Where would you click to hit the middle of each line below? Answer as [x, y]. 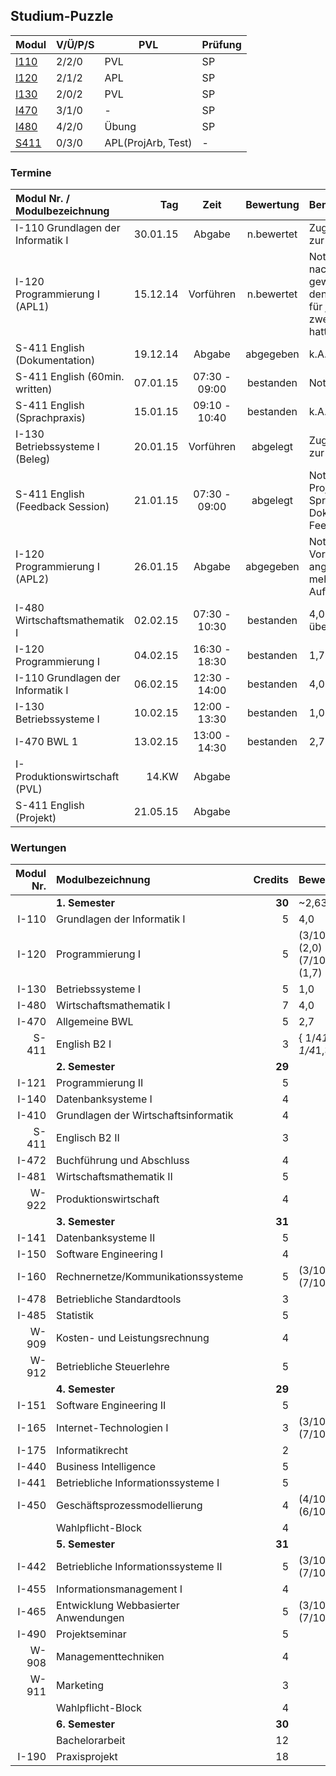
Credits [271, 880]
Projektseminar [91, 1634]
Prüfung [221, 44]
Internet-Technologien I [112, 1428]
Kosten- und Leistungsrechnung [133, 1338]
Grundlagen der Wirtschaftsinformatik [145, 1116]
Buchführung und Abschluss [123, 1161]
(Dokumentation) [55, 361]
